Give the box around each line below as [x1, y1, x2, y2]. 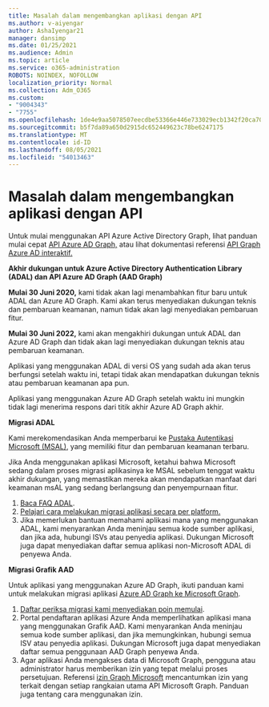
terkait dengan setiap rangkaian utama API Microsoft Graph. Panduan [19, 681, 249, 691]
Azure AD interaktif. [8, 248, 73, 258]
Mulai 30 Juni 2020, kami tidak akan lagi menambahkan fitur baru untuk [8, 287, 248, 297]
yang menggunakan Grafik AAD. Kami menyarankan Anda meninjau [19, 621, 243, 631]
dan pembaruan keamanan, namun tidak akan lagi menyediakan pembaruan [8, 305, 259, 315]
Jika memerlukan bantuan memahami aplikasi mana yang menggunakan [19, 516, 259, 525]
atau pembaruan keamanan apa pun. [8, 378, 130, 388]
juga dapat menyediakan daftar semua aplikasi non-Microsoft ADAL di [19, 541, 251, 551]
